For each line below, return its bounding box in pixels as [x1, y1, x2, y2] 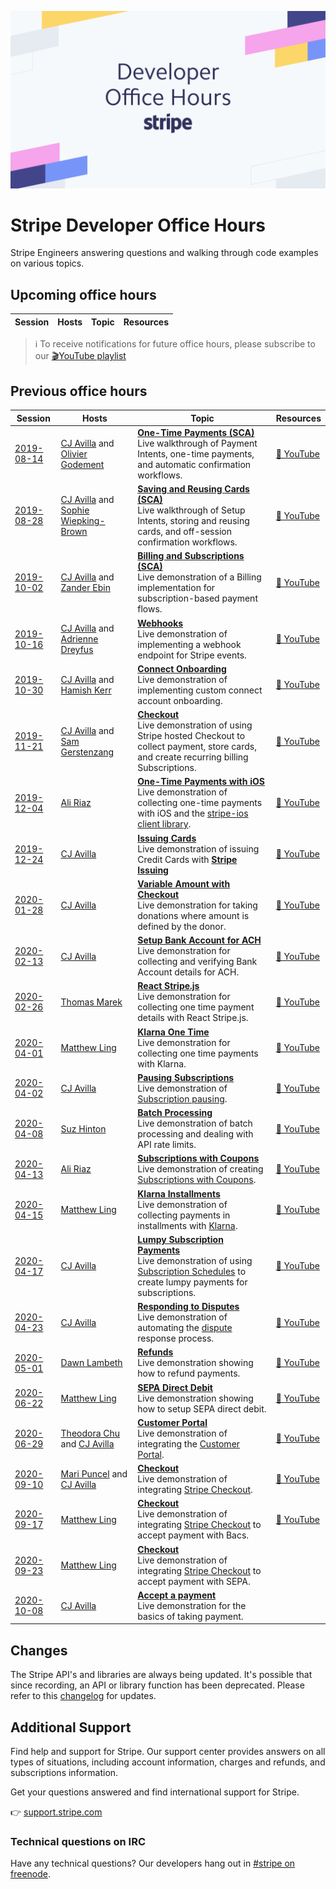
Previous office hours [10, 382, 148, 400]
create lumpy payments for [137, 1276, 248, 1288]
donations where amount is [137, 909, 250, 921]
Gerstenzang [60, 746, 115, 758]
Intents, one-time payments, [137, 447, 255, 460]
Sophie [60, 504, 90, 516]
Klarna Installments [137, 1187, 221, 1200]
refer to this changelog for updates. [10, 1690, 157, 1702]
